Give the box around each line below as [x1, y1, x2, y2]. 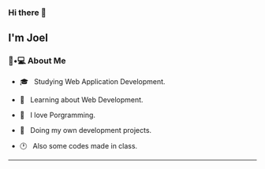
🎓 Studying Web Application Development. [19, 76, 166, 86]
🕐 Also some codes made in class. [19, 141, 138, 150]
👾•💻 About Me [8, 55, 66, 66]
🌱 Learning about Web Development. [19, 94, 144, 105]
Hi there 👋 [8, 7, 47, 18]
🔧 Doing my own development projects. [19, 125, 152, 134]
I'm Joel [8, 31, 49, 45]
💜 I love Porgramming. [19, 110, 96, 119]
